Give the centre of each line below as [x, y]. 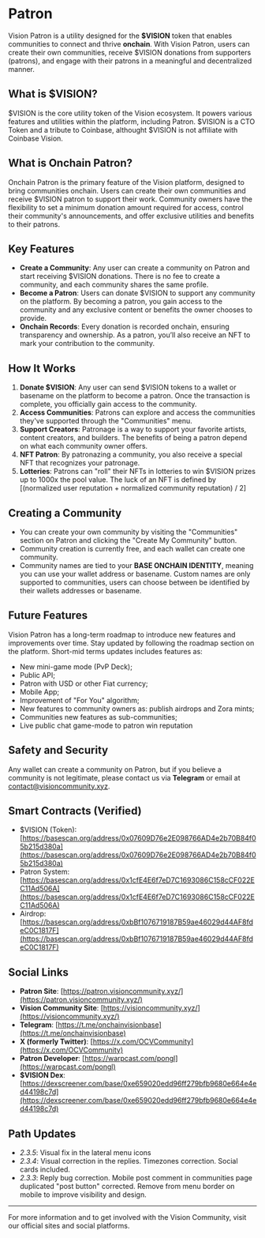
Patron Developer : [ [52, 1059]
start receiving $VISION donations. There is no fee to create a [120, 277]
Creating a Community [65, 513]
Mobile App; [39, 691]
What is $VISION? [53, 94]
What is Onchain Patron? [70, 163]
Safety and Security [58, 750]
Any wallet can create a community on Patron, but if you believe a [115, 769]
